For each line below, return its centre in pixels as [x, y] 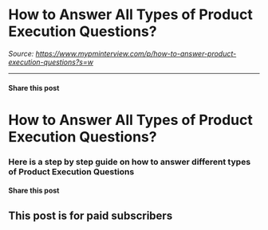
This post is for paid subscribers [91, 215]
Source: [21, 53]
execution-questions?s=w [51, 62]
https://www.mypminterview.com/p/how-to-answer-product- [136, 53]
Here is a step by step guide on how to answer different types [130, 162]
